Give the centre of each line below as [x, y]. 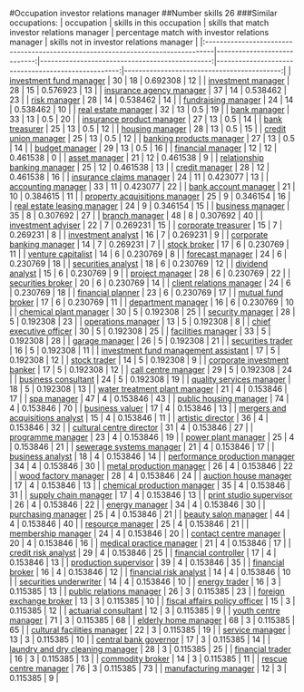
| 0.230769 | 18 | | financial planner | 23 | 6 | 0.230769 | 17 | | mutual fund [147, 292]
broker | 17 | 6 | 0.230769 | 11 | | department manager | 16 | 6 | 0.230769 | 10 [152, 302]
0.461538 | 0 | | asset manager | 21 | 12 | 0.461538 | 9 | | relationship [137, 157]
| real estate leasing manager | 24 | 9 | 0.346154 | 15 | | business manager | [150, 206]
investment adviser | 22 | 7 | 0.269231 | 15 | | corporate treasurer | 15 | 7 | [146, 225]
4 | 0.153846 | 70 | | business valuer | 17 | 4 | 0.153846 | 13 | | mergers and [148, 408]
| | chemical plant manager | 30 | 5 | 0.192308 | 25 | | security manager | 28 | [152, 312]
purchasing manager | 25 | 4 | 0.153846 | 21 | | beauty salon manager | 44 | [150, 514]
